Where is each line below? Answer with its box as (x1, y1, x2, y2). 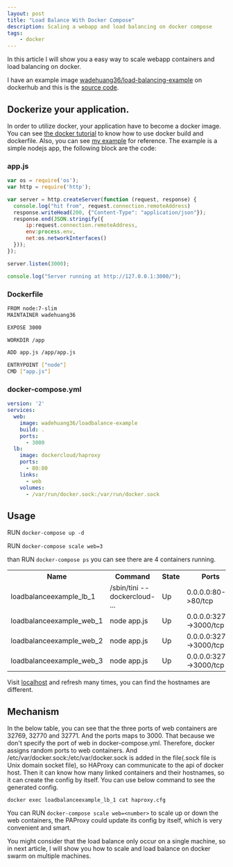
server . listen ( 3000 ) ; (7, 260, 70, 267)
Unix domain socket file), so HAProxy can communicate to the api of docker (7, 761, 224, 770)
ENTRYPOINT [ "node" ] (7, 362, 67, 369)
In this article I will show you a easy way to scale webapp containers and (7, 55, 215, 63)
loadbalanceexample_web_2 (10, 636, 103, 646)
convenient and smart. (7, 824, 71, 832)
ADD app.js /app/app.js (7, 349, 76, 356)
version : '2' (7, 400, 45, 407)
